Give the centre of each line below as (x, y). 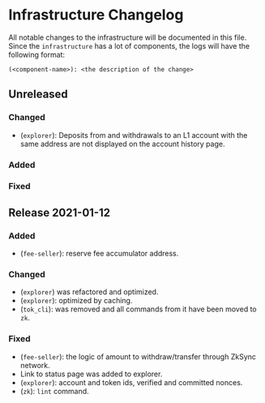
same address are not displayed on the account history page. (122, 144)
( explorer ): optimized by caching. (76, 301)
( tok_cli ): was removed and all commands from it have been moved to (138, 309)
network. (35, 365)
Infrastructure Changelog (96, 15)
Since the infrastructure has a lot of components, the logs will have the (129, 45)
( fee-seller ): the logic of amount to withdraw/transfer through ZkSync (138, 356)
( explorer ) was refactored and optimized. (89, 292)
